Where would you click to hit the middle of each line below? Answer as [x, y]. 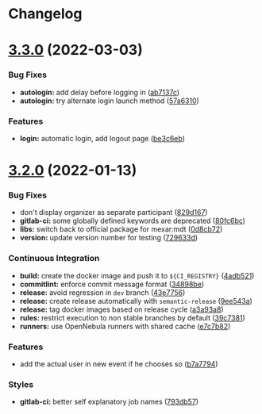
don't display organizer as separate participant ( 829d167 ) [114, 213]
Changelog [45, 14]
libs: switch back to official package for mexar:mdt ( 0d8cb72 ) [121, 229]
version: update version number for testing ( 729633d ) [109, 238]
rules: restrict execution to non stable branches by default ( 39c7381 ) [133, 317]
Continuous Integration [54, 259]
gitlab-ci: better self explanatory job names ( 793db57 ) [109, 402]
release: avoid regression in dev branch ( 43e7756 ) [102, 292]
